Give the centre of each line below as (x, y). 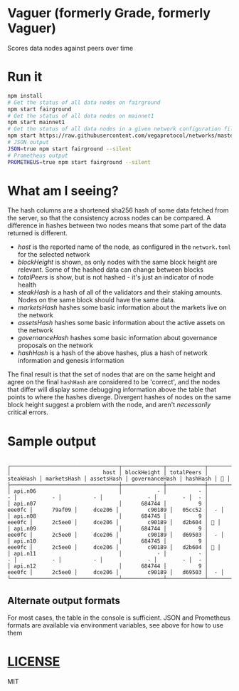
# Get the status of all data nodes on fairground (84, 102)
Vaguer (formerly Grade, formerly (109, 13)
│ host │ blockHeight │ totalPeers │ (108, 473)
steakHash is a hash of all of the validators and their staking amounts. (120, 292)
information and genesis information (71, 361)
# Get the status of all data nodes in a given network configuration (114, 129)
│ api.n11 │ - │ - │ (108, 554)
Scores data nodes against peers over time (70, 48)
